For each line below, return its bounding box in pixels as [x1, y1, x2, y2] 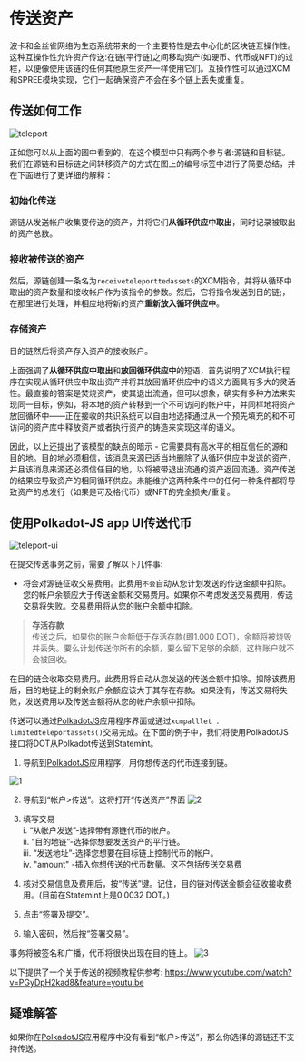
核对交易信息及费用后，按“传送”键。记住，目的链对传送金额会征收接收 [22, 878, 285, 889]
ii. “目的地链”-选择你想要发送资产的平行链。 [22, 837, 185, 848]
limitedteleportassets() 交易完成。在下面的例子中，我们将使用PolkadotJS [9, 727, 289, 738]
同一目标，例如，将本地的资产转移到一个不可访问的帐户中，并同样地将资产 [16, 399, 296, 410]
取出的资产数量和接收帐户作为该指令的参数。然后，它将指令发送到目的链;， [9, 287, 290, 298]
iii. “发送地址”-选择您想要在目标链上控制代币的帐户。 [22, 848, 219, 859]
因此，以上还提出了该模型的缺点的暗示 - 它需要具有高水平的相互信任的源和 [9, 441, 289, 452]
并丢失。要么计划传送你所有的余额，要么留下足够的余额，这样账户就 [31, 642, 287, 654]
